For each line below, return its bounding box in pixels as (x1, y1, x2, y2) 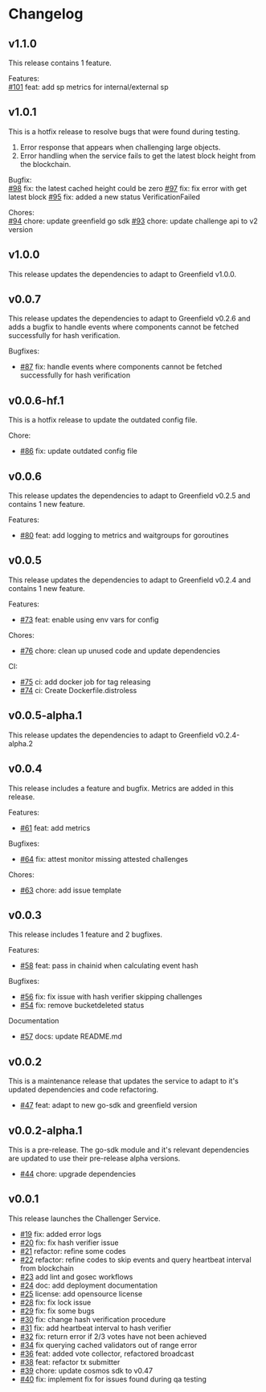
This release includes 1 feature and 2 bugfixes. (8, 929, 163, 940)
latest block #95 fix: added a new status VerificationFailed (8, 192, 201, 202)
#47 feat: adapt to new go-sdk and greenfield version (19, 1100, 198, 1110)
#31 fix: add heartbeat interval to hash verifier (19, 1323, 171, 1333)
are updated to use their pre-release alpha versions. (8, 1153, 181, 1163)
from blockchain (19, 1263, 75, 1273)
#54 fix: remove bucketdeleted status (19, 1001, 145, 1010)
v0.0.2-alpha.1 (8, 1124, 83, 1137)
